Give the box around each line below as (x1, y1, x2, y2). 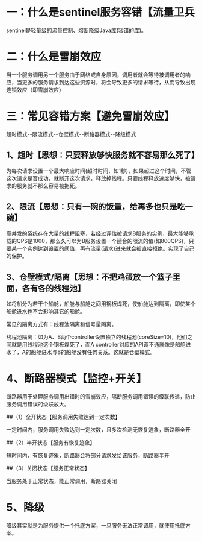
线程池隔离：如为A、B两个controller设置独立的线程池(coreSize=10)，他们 (6, 333, 188, 341)
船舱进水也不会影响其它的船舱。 (6, 308, 85, 315)
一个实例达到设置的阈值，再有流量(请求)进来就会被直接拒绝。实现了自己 (16, 245, 195, 252)
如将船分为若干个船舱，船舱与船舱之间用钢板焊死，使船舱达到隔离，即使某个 (6, 300, 196, 307)
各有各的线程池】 (22, 283, 85, 293)
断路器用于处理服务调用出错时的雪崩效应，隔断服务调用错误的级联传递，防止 (6, 393, 196, 400)
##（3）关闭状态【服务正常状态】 (6, 465, 90, 472)
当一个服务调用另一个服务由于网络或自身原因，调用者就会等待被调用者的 (6, 71, 185, 78)
